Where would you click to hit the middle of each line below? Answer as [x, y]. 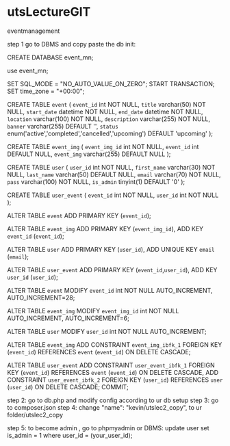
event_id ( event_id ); [36, 236]
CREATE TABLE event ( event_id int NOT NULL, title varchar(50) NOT [107, 104]
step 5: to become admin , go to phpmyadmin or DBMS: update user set [108, 428]
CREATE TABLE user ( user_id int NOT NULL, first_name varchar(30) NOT [111, 167]
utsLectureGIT [49, 12]
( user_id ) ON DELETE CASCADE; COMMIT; [68, 386]
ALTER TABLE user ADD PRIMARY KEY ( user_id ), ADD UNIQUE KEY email [111, 249]
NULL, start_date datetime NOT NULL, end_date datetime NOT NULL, [105, 112]
